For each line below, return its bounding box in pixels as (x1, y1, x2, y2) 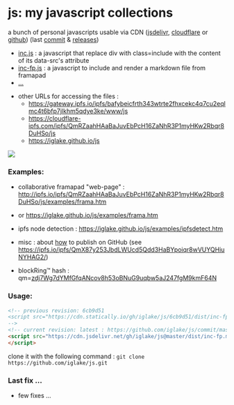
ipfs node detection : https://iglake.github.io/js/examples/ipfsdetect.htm (17, 224, 224, 233)
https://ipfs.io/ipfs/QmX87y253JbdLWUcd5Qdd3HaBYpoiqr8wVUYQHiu (17, 245, 225, 254)
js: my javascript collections (8, 5, 173, 21)
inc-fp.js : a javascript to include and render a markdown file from (17, 63, 206, 72)
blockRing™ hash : (17, 266, 70, 275)
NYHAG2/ (17, 253, 47, 261)
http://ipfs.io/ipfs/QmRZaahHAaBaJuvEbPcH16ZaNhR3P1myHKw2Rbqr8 (17, 190, 224, 199)
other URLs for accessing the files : (17, 92, 119, 100)
